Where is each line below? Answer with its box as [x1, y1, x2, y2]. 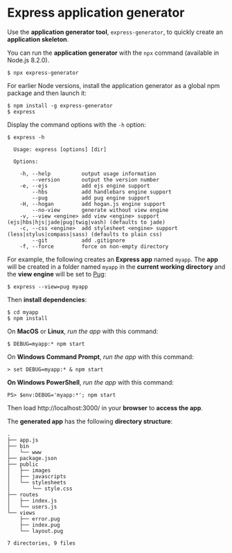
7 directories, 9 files [7, 539, 76, 547]
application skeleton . [7, 35, 69, 43]
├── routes [7, 491, 39, 498]
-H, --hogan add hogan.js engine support [19, 200, 166, 207]
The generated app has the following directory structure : [7, 417, 173, 425]
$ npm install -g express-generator [7, 102, 113, 109]
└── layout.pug [19, 527, 64, 534]
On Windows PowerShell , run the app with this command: [7, 378, 175, 386]
